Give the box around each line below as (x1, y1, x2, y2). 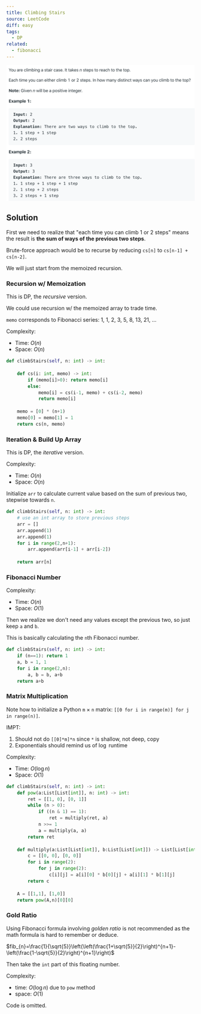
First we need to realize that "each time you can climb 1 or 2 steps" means (6, 228, 190, 236)
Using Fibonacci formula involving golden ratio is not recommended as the (6, 924, 190, 932)
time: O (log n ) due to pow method (14, 984, 96, 991)
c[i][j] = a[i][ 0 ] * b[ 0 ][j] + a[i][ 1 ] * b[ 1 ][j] (48, 872, 175, 878)
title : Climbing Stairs (6, 10, 66, 16)
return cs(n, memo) (17, 421, 66, 427)
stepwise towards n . (6, 496, 56, 503)
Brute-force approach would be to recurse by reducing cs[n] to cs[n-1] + (6, 246, 188, 253)
